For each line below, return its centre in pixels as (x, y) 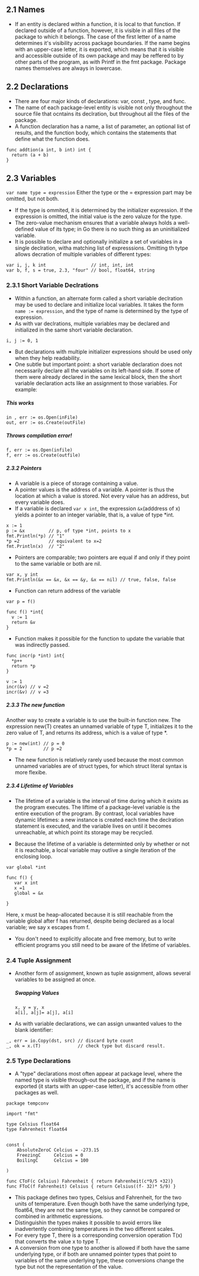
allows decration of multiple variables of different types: (83, 254)
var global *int (26, 867)
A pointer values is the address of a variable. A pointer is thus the (94, 489)
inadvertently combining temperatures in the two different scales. (94, 1229)
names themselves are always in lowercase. (68, 68)
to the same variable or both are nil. (58, 563)
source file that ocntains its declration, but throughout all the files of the (102, 114)
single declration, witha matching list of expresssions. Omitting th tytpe (101, 248)
